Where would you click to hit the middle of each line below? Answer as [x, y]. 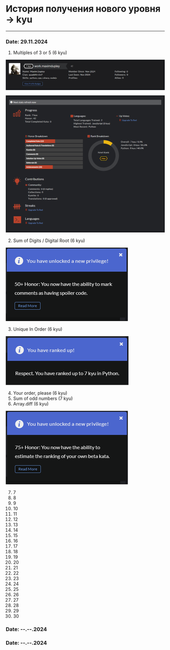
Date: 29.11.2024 [27, 42]
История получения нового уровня [83, 9]
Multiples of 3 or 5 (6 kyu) [40, 53]
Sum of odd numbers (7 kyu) [43, 398]
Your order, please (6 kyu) [40, 393]
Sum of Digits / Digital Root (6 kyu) [49, 240]
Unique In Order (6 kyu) [38, 329]
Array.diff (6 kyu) [31, 403]
